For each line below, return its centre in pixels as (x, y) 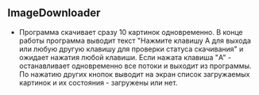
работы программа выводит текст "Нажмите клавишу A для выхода (135, 40)
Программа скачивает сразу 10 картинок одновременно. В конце (131, 32)
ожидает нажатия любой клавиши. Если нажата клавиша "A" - (125, 57)
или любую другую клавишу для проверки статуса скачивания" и (131, 49)
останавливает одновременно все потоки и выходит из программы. (135, 66)
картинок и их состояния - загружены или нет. (98, 82)
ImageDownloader (54, 13)
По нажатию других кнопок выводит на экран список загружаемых (134, 74)
